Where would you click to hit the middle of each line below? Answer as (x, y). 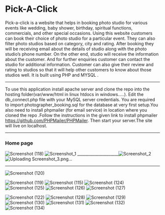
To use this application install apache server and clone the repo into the (77, 89)
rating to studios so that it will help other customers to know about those (78, 69)
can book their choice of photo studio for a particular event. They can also (80, 38)
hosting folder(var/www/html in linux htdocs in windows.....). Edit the (74, 94)
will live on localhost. (26, 125)
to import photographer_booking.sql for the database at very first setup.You (82, 105)
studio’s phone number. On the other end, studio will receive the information (82, 54)
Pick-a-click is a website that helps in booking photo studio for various (76, 23)
